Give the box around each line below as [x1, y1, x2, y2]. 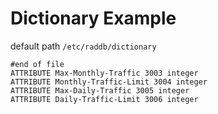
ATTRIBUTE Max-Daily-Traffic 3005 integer [10, 85, 190, 96]
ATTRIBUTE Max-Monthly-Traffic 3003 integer [10, 68, 199, 78]
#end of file [10, 59, 65, 69]
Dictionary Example [10, 7, 177, 30]
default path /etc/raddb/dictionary [10, 40, 157, 52]
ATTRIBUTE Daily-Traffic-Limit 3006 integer [10, 94, 199, 104]
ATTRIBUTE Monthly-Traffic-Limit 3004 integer [10, 77, 208, 87]
